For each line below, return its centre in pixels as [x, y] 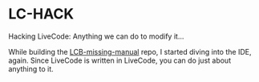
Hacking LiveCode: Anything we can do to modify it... [96, 36]
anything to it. [31, 68]
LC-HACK [41, 14]
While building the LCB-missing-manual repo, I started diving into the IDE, [130, 51]
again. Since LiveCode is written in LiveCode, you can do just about [119, 60]
